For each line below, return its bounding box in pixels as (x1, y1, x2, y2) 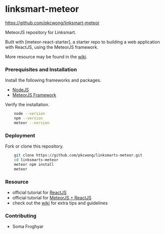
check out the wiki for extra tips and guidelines (12, 200, 108, 206)
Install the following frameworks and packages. (5, 78, 101, 83)
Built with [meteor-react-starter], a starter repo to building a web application (5, 39, 160, 45)
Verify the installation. (5, 102, 49, 108)
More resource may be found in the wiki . (5, 53, 87, 60)
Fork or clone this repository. (5, 143, 64, 149)
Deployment (5, 132, 36, 139)
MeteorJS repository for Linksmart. (5, 29, 77, 35)
